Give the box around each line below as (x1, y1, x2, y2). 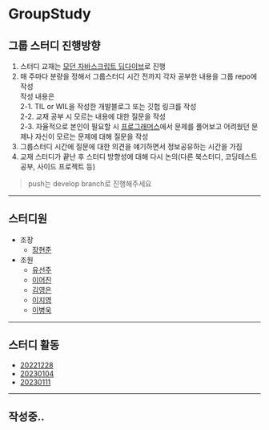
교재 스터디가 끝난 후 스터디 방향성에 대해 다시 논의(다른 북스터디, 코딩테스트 (19, 152, 258, 161)
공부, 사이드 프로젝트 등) (19, 162, 96, 171)
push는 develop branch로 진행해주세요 (27, 179, 152, 189)
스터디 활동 (8, 339, 60, 352)
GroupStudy (8, 5, 91, 23)
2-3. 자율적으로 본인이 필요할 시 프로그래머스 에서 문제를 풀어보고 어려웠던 (19, 122, 250, 131)
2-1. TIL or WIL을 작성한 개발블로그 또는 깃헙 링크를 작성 (19, 102, 197, 111)
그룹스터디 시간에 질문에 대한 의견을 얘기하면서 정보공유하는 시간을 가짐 (19, 142, 243, 151)
